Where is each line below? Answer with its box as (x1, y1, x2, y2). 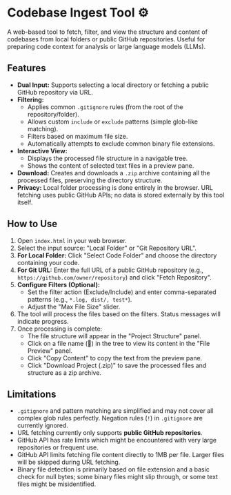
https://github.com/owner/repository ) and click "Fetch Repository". (17, 273, 212, 281)
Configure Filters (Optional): (17, 280, 100, 289)
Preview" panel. (27, 347, 72, 355)
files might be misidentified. (17, 480, 97, 488)
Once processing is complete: (17, 324, 103, 333)
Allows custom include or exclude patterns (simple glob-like (27, 117, 199, 126)
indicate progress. (17, 317, 69, 325)
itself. (17, 198, 33, 206)
